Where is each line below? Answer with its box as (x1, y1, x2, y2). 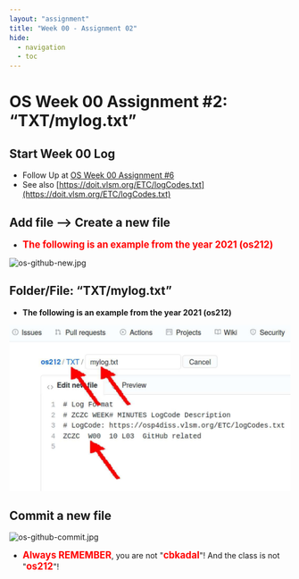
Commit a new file (9, 508, 112, 523)
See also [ (21, 180, 60, 190)
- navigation (17, 43, 66, 52)
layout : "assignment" (9, 14, 90, 23)
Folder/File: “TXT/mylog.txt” (9, 283, 172, 298)
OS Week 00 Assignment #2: (9, 92, 228, 112)
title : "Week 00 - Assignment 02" (9, 23, 138, 33)
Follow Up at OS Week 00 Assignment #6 (21, 170, 175, 180)
